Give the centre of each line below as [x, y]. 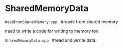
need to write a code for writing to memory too [52, 31]
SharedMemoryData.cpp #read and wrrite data [50, 40]
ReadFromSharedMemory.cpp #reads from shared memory [61, 22]
